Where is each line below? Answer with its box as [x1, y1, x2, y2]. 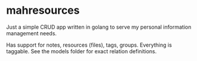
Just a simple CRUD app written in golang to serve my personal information [6, 23, 192, 30]
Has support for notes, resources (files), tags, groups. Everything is [6, 41, 172, 48]
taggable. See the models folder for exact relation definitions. [6, 47, 157, 54]
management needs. [6, 29, 57, 36]
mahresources [6, 4, 80, 17]
